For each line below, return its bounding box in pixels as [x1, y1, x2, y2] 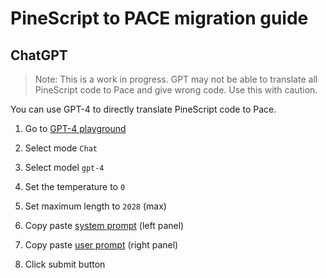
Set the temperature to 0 [24, 181, 126, 192]
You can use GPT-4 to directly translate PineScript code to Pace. [10, 103, 277, 115]
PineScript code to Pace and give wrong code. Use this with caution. [34, 84, 318, 96]
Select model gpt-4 [24, 162, 105, 173]
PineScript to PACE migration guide [10, 7, 309, 30]
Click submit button [24, 258, 106, 270]
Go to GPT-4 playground [24, 123, 127, 134]
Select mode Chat [24, 142, 98, 154]
